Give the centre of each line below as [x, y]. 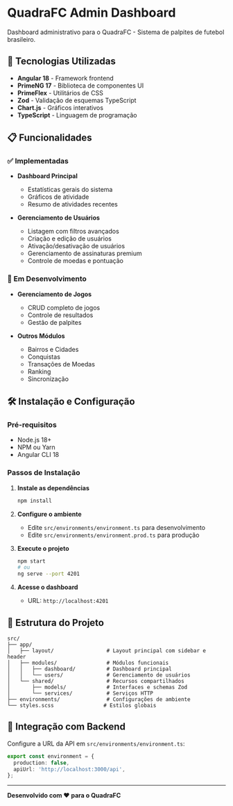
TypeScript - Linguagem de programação [77, 115]
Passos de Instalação [44, 473]
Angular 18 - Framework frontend [66, 78]
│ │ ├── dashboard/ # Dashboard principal [89, 669]
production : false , [42, 763]
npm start [32, 561]
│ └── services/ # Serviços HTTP [80, 693]
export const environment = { [51, 756]
